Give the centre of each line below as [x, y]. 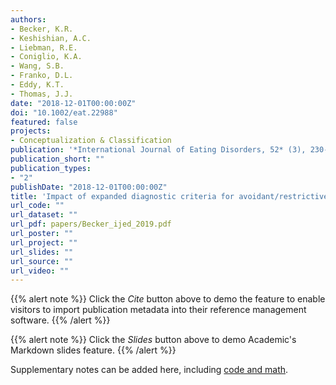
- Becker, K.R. [42, 29]
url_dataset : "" [44, 215]
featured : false [44, 122]
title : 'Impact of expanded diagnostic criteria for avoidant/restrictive [169, 196]
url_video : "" [40, 271]
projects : [31, 131]
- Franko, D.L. [42, 76]
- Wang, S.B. [37, 66]
